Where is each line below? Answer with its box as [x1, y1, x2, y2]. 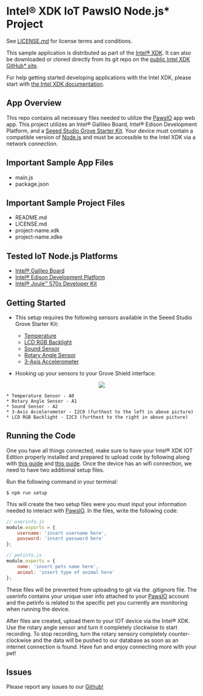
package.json [15, 180, 50, 187]
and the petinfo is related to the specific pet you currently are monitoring [6, 599, 188, 606]
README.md [15, 214, 47, 221]
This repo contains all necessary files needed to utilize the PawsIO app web [6, 114, 196, 121]
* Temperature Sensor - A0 [6, 393, 75, 399]
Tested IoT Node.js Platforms [6, 251, 118, 261]
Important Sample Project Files [6, 198, 125, 208]
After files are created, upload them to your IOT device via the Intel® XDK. [6, 617, 190, 624]
